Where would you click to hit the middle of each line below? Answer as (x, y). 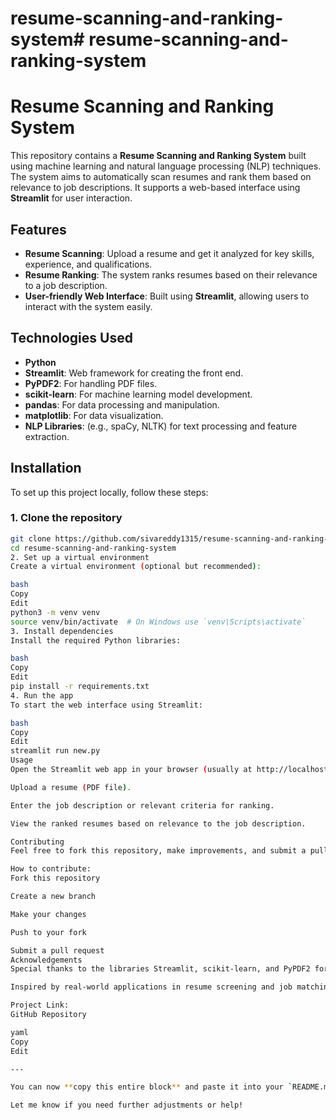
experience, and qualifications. (88, 264)
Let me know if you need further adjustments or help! (127, 1105)
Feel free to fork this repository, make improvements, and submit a (158, 851)
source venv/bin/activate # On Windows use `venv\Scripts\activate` (158, 622)
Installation (46, 468)
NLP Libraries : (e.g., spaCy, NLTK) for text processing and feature (161, 426)
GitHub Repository (48, 1015)
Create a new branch (53, 897)
